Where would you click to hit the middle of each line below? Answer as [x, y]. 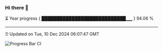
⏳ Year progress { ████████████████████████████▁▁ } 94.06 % [79, 18]
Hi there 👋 [17, 8]
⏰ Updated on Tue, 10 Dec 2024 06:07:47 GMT [52, 34]
